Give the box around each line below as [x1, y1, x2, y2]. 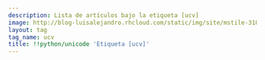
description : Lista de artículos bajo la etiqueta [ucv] [8, 11, 200, 19]
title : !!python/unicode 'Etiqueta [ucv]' [8, 41, 150, 48]
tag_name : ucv [8, 33, 55, 41]
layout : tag [8, 26, 47, 34]
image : [8, 19, 30, 26]
